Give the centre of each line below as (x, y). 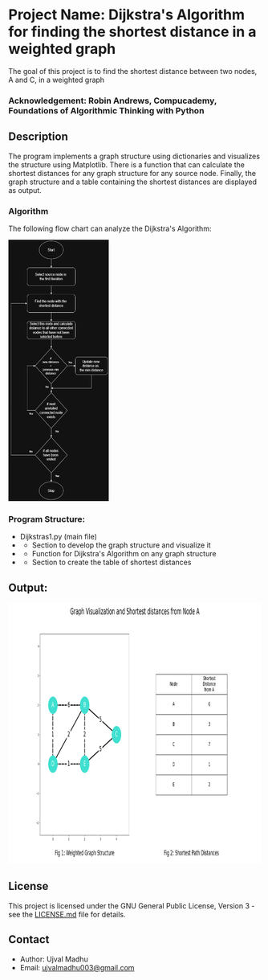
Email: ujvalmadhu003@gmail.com (77, 967)
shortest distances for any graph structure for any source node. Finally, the (132, 173)
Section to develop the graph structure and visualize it (121, 545)
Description (38, 137)
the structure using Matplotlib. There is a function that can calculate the (127, 164)
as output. (25, 190)
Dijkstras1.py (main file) (59, 537)
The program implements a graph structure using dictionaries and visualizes (134, 156)
